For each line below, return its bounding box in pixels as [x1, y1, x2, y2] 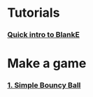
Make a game [7, 56, 87, 71]
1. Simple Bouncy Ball [7, 80, 81, 90]
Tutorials [7, 5, 60, 21]
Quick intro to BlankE [7, 30, 80, 40]
